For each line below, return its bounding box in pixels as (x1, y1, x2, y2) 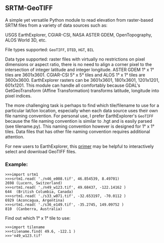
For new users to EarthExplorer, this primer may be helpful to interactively (5, 143, 154, 149)
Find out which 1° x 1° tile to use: (5, 215, 71, 221)
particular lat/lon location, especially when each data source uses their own (5, 107, 158, 113)
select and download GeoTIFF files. (5, 148, 77, 154)
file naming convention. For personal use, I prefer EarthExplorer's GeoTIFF (5, 113, 154, 119)
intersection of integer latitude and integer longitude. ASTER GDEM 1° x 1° (5, 67, 154, 72)
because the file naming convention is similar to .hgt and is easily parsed (5, 118, 152, 124)
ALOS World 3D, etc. (5, 37, 47, 43)
